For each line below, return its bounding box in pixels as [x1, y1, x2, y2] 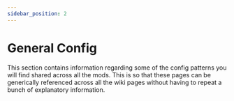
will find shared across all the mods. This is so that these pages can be [7, 70, 212, 79]
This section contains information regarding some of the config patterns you [7, 63, 227, 72]
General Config [7, 40, 98, 56]
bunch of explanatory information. [7, 85, 105, 94]
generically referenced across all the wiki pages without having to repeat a [7, 78, 222, 86]
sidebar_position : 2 [7, 10, 68, 17]
